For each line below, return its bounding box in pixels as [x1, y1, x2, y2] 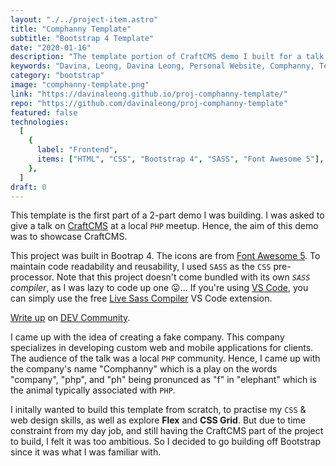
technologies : [10, 117, 70, 127]
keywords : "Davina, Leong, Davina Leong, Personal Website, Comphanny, [10, 61, 315, 71]
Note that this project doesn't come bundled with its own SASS [56, 271, 311, 283]
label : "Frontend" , [36, 145, 118, 155]
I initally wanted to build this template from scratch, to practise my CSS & [10, 404, 307, 416]
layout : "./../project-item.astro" [10, 14, 159, 25]
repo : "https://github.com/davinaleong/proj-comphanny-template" [10, 98, 288, 108]
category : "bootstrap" [10, 71, 105, 81]
